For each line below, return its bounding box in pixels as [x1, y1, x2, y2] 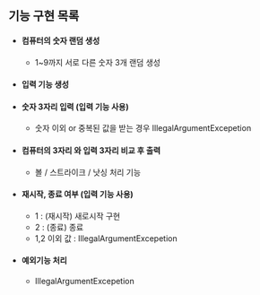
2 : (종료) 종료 [34, 221, 84, 232]
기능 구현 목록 [8, 8, 80, 24]
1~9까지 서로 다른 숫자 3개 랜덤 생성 [34, 56, 160, 67]
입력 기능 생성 [21, 79, 69, 90]
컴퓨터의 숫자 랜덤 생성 [21, 35, 100, 46]
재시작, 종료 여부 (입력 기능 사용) [21, 189, 134, 200]
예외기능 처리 [21, 255, 68, 266]
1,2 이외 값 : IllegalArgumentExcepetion [34, 232, 178, 244]
